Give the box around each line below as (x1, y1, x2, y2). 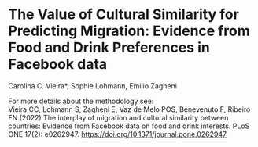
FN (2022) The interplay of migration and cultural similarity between (8, 113, 229, 122)
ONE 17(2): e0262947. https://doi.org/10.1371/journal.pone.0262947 (8, 129, 227, 138)
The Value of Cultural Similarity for (8, 5, 240, 23)
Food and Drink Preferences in (8, 39, 210, 56)
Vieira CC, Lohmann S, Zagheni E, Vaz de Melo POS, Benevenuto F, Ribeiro (8, 104, 251, 114)
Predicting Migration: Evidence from (8, 22, 250, 40)
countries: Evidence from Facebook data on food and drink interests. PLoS (8, 121, 250, 131)
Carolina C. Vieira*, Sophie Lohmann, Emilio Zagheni (8, 81, 177, 91)
